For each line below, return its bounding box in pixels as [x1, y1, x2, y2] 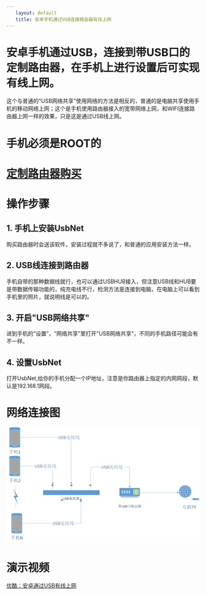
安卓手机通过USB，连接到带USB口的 [6, 45, 190, 59]
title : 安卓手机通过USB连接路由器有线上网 [15, 16, 112, 23]
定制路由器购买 [6, 167, 82, 181]
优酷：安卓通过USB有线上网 [6, 582, 77, 589]
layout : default [15, 10, 57, 16]
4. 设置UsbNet [6, 357, 62, 367]
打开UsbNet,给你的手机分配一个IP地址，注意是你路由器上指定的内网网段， [6, 375, 193, 382]
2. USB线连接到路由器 [6, 260, 89, 271]
